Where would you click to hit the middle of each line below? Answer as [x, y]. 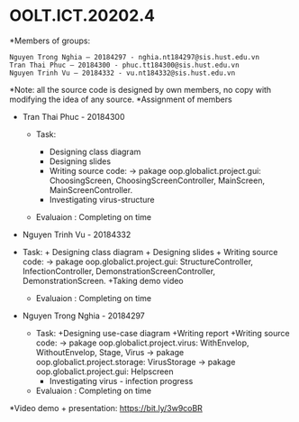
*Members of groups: [50, 41]
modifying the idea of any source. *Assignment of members [121, 99]
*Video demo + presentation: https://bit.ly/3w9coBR [106, 408]
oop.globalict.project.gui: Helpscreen [104, 372]
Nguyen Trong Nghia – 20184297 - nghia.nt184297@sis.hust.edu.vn [134, 57]
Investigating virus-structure [102, 199]
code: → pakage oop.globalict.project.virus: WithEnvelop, [142, 343]
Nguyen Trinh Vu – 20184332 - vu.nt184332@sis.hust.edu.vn [122, 73]
